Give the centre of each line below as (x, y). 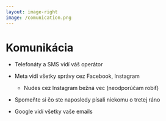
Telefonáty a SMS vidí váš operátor (59, 64)
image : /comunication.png (38, 18)
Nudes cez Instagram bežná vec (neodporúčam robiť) (91, 88)
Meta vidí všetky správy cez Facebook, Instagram (77, 76)
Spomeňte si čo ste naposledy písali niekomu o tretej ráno (87, 100)
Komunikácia (40, 48)
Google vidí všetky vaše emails (53, 112)
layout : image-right (32, 12)
